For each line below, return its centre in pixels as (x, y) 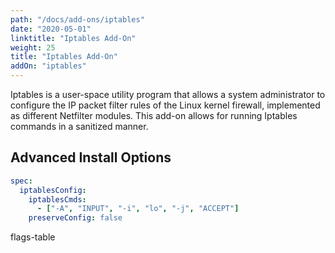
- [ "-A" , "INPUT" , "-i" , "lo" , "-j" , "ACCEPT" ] (138, 209)
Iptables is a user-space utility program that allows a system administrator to (168, 94)
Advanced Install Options (91, 157)
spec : (21, 181)
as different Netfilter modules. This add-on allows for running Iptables (154, 115)
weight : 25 (33, 47)
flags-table (33, 237)
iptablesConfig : (53, 190)
